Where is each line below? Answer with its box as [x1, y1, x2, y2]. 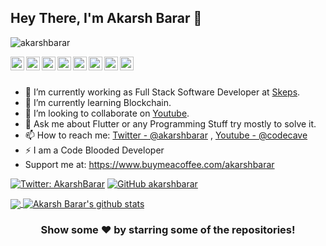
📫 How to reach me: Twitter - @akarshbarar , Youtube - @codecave [24, 129, 308, 141]
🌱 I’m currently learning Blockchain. [24, 96, 172, 108]
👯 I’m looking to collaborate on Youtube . [24, 107, 190, 119]
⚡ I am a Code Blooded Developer [24, 144, 165, 156]
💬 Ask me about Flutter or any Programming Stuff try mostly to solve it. [24, 117, 317, 130]
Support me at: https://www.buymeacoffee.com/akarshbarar [24, 158, 275, 170]
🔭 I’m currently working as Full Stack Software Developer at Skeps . [24, 86, 301, 98]
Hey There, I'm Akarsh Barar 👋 [10, 10, 203, 27]
